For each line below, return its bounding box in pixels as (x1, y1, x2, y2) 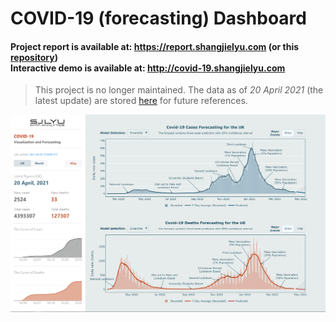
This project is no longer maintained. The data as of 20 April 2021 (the (34, 84, 324, 96)
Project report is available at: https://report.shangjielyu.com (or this (10, 40, 300, 52)
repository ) (10, 51, 58, 63)
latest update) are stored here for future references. (34, 95, 248, 107)
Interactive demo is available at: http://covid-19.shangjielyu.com (10, 62, 286, 74)
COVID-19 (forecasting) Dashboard (10, 7, 307, 30)
